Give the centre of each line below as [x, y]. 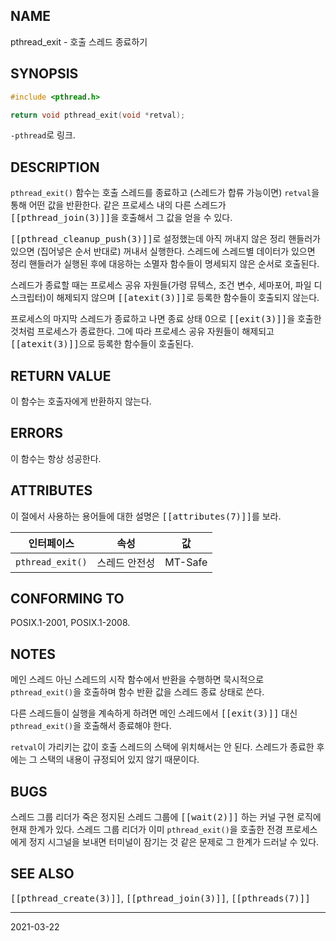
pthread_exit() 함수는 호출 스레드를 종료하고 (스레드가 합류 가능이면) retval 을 [165, 193]
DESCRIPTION [55, 167]
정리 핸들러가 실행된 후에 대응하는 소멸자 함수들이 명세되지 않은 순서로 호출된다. [165, 264]
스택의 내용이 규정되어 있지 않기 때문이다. [119, 760]
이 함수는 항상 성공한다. [56, 458]
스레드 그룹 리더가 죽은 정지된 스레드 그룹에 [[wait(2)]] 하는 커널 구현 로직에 [166, 817]
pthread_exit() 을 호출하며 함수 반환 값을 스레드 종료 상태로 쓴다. [137, 692]
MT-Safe [186, 562]
